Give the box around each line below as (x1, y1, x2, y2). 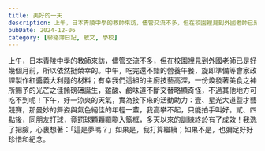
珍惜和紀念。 (8, 134, 50, 144)
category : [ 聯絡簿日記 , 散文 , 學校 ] (8, 33, 118, 42)
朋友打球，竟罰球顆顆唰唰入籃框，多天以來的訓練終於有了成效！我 (35, 115, 250, 124)
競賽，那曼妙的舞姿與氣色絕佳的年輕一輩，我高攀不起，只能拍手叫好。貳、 (8, 105, 250, 115)
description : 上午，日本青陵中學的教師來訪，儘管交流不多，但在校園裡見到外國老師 (8, 19, 248, 27)
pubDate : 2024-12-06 (8, 26, 77, 34)
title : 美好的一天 (8, 11, 63, 20)
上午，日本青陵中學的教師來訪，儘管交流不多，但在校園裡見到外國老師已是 (8, 56, 250, 65)
